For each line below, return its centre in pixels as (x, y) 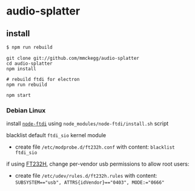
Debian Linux (26, 110)
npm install (21, 69)
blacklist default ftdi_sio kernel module (56, 135)
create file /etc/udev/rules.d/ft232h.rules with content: (86, 176)
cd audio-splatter (29, 63)
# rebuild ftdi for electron (43, 79)
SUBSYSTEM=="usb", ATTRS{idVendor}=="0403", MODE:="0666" (90, 183)
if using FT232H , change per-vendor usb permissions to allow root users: (98, 164)
